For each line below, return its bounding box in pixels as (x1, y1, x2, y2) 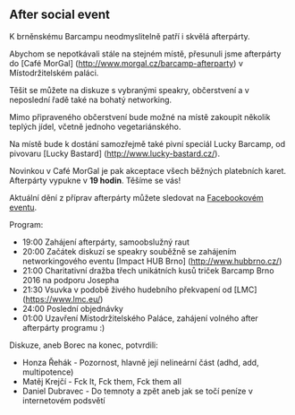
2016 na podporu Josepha (21, 274, 120, 285)
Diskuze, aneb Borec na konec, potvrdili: (9, 340, 158, 350)
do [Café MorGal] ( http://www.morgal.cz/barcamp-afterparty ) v (9, 57, 244, 68)
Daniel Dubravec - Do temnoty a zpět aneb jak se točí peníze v (21, 385, 253, 396)
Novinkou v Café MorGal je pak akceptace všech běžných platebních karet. (9, 165, 287, 176)
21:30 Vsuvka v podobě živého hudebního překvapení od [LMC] (21, 284, 257, 295)
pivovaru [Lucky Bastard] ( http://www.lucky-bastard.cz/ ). (9, 148, 221, 159)
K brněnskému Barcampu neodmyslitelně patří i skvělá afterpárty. (9, 30, 250, 41)
